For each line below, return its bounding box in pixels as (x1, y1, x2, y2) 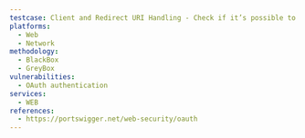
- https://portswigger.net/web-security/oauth (17, 114, 198, 123)
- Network (17, 38, 55, 48)
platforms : (9, 22, 51, 31)
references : (9, 106, 55, 115)
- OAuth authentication (17, 81, 108, 90)
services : (9, 89, 47, 98)
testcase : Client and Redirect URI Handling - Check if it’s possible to (9, 13, 297, 23)
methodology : (9, 47, 59, 56)
